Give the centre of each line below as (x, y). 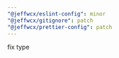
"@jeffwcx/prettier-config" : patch (60, 27)
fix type (18, 47)
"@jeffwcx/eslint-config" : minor (57, 14)
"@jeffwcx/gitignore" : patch (50, 21)
